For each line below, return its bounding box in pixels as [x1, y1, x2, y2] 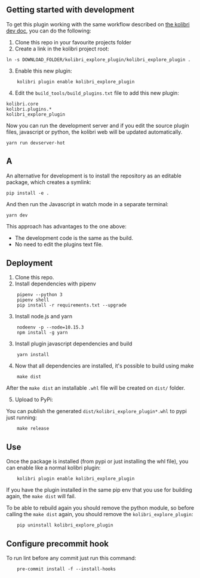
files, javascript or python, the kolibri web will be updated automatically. [6, 128, 183, 136]
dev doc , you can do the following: [6, 27, 91, 34]
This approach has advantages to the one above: [6, 222, 127, 230]
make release [17, 426, 50, 432]
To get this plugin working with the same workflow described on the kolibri [6, 20, 190, 28]
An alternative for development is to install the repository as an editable [6, 172, 182, 179]
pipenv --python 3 [17, 292, 63, 298]
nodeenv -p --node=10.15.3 [17, 324, 84, 330]
